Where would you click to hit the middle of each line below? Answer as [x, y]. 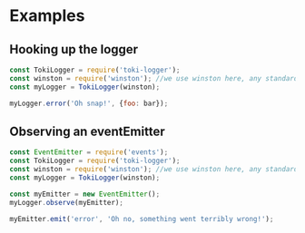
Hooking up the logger [74, 49]
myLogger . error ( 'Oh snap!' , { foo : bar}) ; [89, 103]
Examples [47, 16]
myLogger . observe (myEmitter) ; [67, 202]
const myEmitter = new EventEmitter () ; [85, 194]
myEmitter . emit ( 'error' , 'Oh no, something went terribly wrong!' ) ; [142, 218]
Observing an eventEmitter [87, 131]
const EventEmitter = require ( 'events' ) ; [89, 152]
